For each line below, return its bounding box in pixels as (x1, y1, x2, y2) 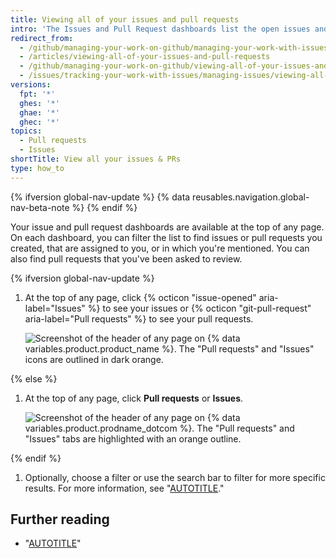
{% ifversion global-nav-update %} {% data (10, 191, 191, 203)
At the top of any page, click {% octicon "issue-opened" (24, 291, 257, 303)
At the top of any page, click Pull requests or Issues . (24, 392, 244, 404)
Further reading (10, 511, 110, 528)
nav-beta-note (10, 201, 70, 213)
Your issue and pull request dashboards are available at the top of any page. (10, 221, 325, 233)
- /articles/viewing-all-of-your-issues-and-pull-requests (19, 52, 271, 62)
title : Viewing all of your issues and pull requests (10, 14, 240, 25)
